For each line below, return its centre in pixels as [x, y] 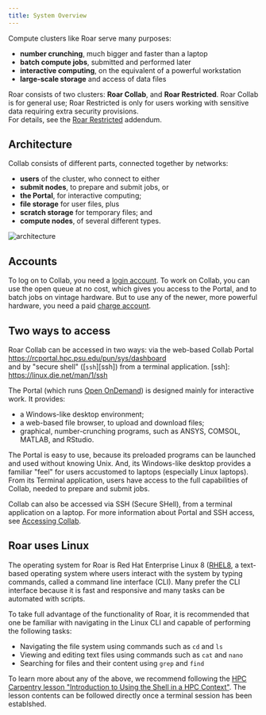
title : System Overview [48, 15]
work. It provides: [37, 399]
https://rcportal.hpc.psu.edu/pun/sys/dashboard [87, 359]
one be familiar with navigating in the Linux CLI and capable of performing [129, 622]
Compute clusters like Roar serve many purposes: [90, 38]
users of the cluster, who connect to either [90, 179]
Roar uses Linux [49, 546]
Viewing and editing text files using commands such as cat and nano [131, 655]
